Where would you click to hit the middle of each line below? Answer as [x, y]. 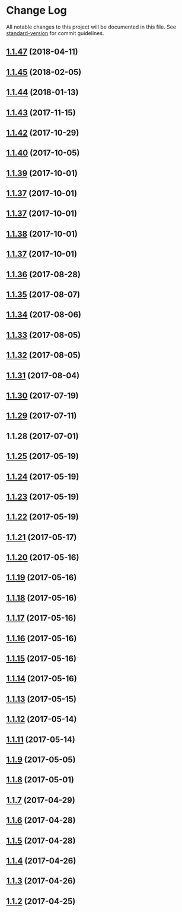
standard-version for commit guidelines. [55, 33]
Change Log [36, 10]
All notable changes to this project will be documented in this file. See [91, 27]
